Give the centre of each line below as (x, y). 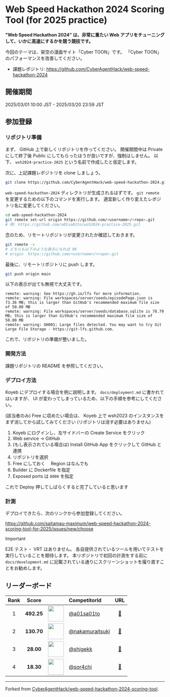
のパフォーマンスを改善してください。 (45, 58)
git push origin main (28, 274)
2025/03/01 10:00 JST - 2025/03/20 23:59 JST (55, 104)
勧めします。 (32, 568)
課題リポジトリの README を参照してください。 (56, 366)
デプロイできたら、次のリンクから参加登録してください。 (65, 513)
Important (15, 539)
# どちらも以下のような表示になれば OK (41, 249)
